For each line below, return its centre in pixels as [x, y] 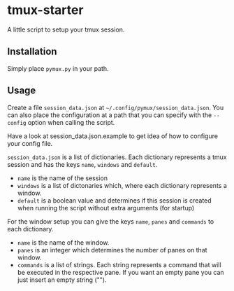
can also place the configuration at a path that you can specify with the [110, 115]
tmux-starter [45, 10]
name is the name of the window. [63, 242]
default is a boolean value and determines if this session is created [114, 200]
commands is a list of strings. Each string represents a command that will [119, 264]
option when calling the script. [71, 122]
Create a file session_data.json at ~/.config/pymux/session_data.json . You [116, 107]
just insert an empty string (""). [62, 280]
